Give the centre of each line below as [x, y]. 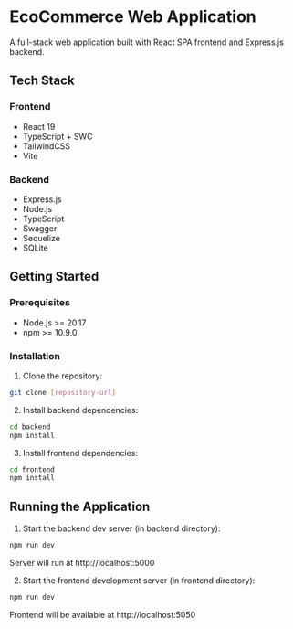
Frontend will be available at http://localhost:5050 [103, 614]
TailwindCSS [47, 146]
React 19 [39, 126]
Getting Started [54, 277]
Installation [35, 356]
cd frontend [32, 469]
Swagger [40, 228]
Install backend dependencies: [80, 410]
